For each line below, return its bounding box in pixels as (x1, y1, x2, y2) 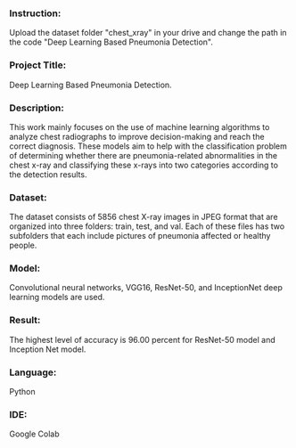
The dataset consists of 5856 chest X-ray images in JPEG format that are (9, 212, 278, 223)
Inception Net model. (9, 344, 86, 354)
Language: (9, 366, 57, 379)
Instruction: (9, 7, 62, 20)
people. (9, 240, 37, 251)
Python (9, 387, 36, 397)
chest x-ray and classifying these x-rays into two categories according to (9, 159, 279, 170)
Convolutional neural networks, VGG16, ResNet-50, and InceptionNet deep (9, 282, 283, 293)
